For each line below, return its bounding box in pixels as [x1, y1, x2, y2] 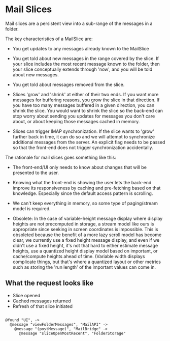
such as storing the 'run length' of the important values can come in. [12, 264, 156, 270]
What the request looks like [5, 279, 94, 288]
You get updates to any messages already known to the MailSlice [12, 45, 149, 51]
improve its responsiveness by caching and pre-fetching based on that [12, 185, 161, 191]
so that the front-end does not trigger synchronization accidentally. [12, 144, 153, 151]
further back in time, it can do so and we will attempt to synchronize [12, 133, 155, 139]
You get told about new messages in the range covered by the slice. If [12, 55, 159, 62]
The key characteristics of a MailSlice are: [5, 36, 93, 42]
